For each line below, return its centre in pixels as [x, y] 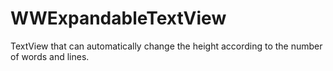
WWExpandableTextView [118, 18]
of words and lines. [50, 56]
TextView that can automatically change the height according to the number [166, 46]
